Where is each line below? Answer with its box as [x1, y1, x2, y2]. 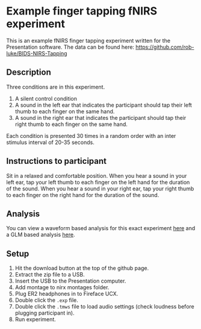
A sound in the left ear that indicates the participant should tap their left [14, 101, 193, 108]
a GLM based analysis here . [6, 231, 75, 239]
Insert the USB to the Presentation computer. [14, 277, 126, 284]
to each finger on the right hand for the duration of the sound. [6, 191, 159, 198]
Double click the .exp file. [14, 296, 78, 304]
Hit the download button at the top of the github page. [14, 265, 149, 272]
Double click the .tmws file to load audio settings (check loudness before [14, 303, 194, 310]
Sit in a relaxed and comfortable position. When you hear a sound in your [6, 172, 187, 179]
